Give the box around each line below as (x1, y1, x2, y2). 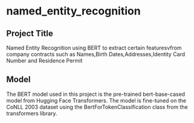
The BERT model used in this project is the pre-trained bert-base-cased (6, 90, 186, 98)
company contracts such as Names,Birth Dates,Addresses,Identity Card (6, 51, 186, 58)
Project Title (6, 28, 53, 39)
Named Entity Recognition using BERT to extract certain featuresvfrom (6, 44, 183, 51)
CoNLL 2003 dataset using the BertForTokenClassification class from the (6, 103, 189, 110)
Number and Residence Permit (6, 57, 83, 64)
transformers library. (6, 110, 57, 117)
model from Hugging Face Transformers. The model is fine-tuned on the (6, 96, 186, 104)
